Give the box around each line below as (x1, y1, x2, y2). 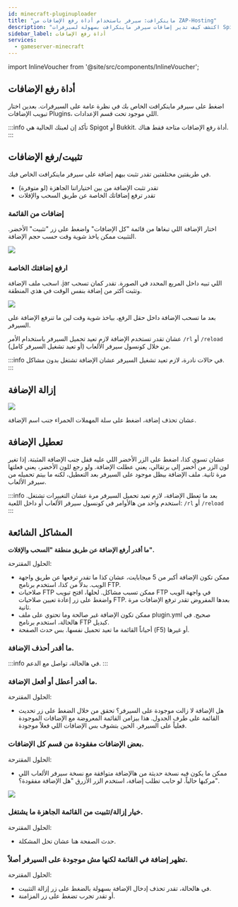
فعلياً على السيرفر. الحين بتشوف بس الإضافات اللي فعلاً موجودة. (18, 721, 187, 730)
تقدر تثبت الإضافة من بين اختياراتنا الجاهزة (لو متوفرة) (18, 183, 159, 191)
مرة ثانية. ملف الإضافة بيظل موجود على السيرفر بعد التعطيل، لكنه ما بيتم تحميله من (8, 470, 227, 478)
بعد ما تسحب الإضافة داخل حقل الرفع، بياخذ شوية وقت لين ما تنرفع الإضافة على (8, 314, 216, 322)
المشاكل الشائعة (8, 527, 73, 539)
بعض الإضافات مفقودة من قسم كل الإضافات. (8, 739, 144, 749)
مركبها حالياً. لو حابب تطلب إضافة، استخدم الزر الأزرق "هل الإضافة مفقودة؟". (18, 776, 220, 785)
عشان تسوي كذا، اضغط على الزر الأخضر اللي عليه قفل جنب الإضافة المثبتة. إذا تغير (8, 455, 225, 463)
